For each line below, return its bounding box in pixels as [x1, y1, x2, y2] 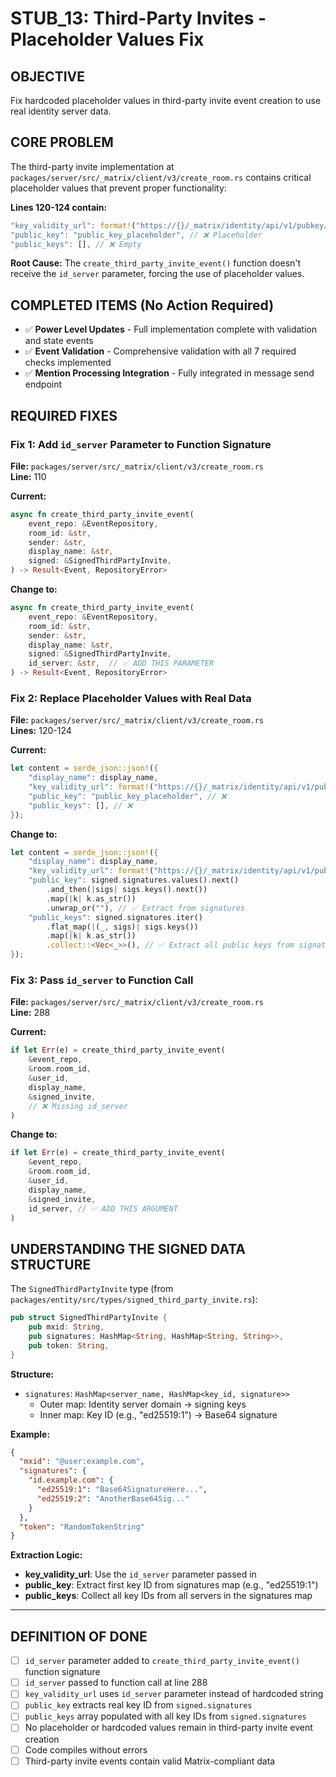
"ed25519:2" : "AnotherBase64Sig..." [36, 1493, 190, 1504]
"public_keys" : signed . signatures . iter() [28, 912, 203, 922]
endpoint [24, 378, 63, 391]
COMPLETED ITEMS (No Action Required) [10, 297, 275, 314]
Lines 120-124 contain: [10, 201, 108, 213]
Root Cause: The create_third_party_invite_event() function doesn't [10, 257, 302, 269]
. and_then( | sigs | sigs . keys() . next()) [46, 885, 208, 895]
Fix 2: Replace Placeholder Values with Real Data [10, 691, 252, 705]
